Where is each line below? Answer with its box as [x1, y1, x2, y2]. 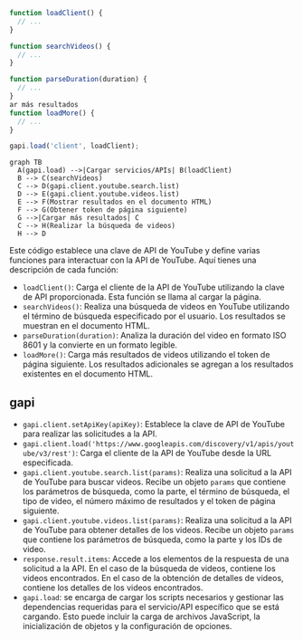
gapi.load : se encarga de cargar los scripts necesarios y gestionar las [22, 592, 285, 603]
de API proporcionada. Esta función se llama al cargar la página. [22, 291, 262, 302]
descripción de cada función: [9, 264, 119, 275]
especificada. [22, 457, 74, 468]
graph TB [9, 158, 43, 167]
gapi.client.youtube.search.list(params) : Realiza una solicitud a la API [22, 467, 292, 478]
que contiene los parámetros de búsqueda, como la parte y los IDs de [22, 534, 283, 545]
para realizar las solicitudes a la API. [22, 428, 158, 439]
